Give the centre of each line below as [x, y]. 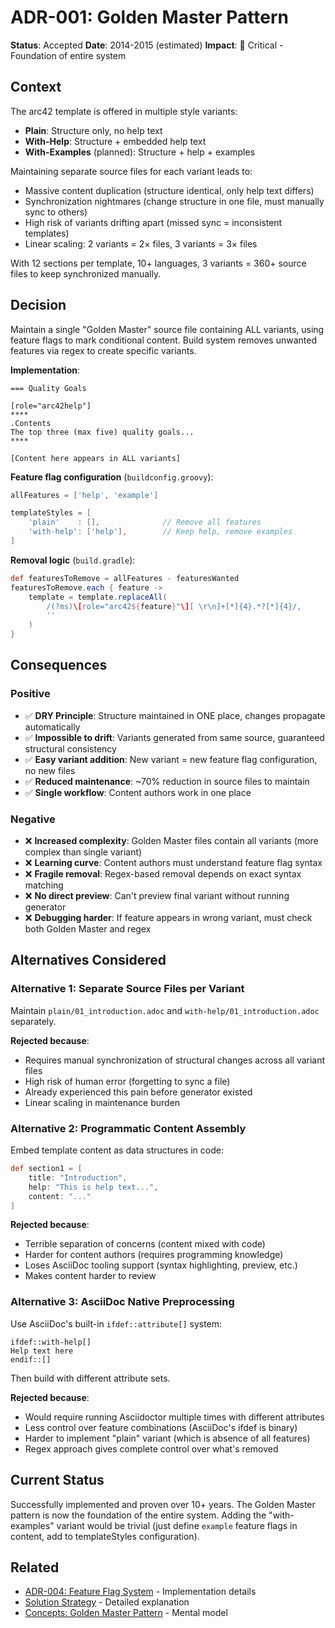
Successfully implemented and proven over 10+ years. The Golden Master [163, 1504]
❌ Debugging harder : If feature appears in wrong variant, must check [168, 918]
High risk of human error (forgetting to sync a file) [127, 1081]
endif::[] [31, 1359]
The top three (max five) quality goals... [102, 432]
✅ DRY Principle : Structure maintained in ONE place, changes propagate [175, 715]
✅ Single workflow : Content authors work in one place [138, 792]
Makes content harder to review [90, 1276]
